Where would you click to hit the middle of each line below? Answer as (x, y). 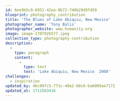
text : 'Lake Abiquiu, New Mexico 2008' (67, 72)
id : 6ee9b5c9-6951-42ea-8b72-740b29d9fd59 (51, 10)
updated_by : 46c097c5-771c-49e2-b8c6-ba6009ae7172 (60, 86)
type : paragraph (32, 53)
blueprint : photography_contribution (45, 15)
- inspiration (25, 81)
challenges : (18, 77)
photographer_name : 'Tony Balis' (41, 24)
